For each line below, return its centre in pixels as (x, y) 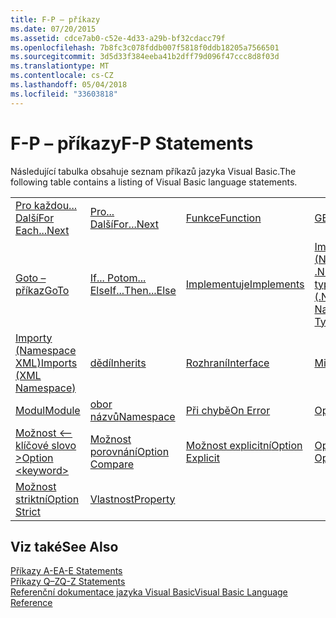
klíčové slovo (46, 445)
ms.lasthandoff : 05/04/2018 (69, 85)
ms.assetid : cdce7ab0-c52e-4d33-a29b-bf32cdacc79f (118, 38)
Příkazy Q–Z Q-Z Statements (68, 582)
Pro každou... (46, 205)
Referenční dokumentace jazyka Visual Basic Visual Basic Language (149, 592)
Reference (31, 603)
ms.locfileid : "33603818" (64, 94)
